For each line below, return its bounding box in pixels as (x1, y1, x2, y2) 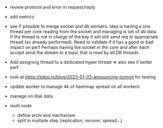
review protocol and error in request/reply (9, 4, 96, 10)
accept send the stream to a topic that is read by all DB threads (9, 49, 139, 55)
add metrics (9, 14, 35, 19)
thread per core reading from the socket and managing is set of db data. (9, 29, 158, 34)
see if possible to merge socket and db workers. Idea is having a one (9, 23, 151, 29)
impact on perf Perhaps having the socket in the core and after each (9, 44, 150, 50)
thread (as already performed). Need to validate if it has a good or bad (9, 39, 154, 45)
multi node (9, 103, 32, 108)
